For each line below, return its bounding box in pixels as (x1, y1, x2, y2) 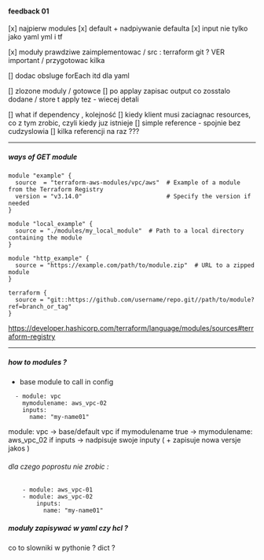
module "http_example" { (8, 254, 90, 263)
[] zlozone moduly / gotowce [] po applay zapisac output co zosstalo (8, 87, 230, 96)
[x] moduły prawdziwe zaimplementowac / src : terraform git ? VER (8, 47, 225, 57)
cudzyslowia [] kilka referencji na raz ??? (8, 127, 140, 136)
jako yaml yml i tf (8, 32, 63, 42)
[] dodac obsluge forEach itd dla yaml (8, 71, 130, 80)
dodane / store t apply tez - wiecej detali (8, 95, 139, 104)
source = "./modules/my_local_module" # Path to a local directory (15, 227, 244, 235)
